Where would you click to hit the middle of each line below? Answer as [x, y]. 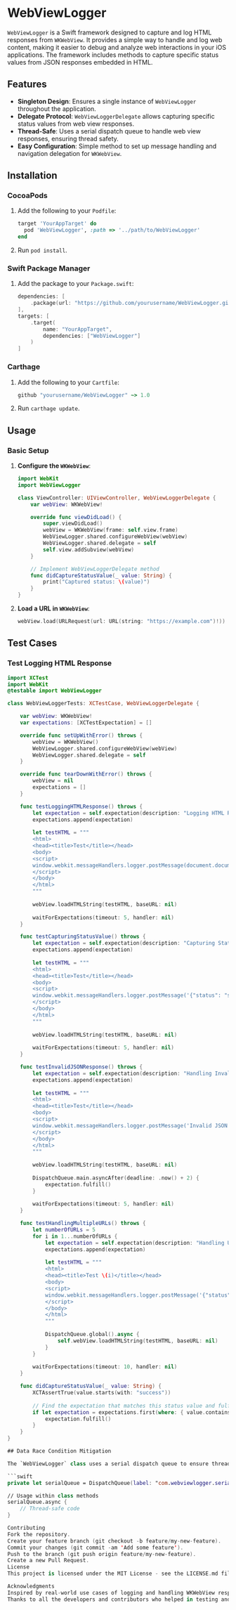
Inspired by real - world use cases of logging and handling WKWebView [111, 1592]
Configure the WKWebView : [54, 466]
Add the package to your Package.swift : [76, 284]
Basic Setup [28, 450]
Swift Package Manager [49, 268]
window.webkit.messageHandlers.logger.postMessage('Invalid [122, 1125]
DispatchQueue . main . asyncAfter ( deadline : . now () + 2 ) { [116, 1178]
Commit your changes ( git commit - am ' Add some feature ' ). [96, 1547]
